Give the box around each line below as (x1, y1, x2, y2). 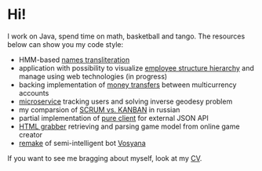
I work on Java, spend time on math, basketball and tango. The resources (7, 31, 246, 41)
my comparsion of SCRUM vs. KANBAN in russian (18, 104, 180, 115)
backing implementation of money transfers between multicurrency (18, 80, 237, 89)
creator (18, 129, 43, 139)
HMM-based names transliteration (18, 55, 130, 64)
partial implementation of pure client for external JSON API (18, 113, 209, 122)
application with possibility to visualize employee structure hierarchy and (18, 63, 254, 72)
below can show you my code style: (7, 39, 123, 49)
